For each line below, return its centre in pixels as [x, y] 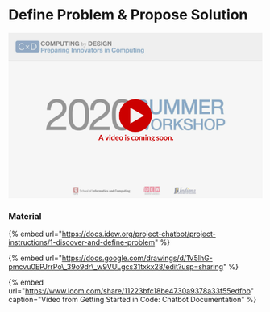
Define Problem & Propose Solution [128, 15]
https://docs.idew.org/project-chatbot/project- [139, 234]
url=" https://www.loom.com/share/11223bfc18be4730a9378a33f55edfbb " [131, 291]
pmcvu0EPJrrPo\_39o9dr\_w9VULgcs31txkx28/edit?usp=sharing [116, 266]
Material [25, 216]
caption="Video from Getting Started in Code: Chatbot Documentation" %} [133, 299]
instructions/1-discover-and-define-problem [82, 242]
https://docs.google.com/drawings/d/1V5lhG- [137, 258]
